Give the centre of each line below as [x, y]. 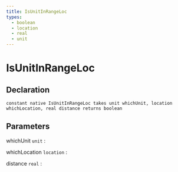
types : [14, 17]
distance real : [24, 163]
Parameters [28, 126]
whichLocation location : [37, 152]
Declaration [28, 90]
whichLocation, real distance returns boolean [64, 108]
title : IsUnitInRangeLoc [37, 11]
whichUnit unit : [26, 140]
